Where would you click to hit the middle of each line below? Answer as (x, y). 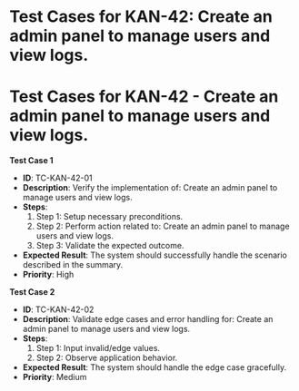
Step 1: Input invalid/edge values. (98, 348)
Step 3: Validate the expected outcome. (110, 246)
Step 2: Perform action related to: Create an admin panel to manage (163, 226)
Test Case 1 (31, 161)
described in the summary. (73, 265)
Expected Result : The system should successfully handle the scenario (155, 255)
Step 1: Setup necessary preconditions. (110, 217)
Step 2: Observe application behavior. (107, 358)
